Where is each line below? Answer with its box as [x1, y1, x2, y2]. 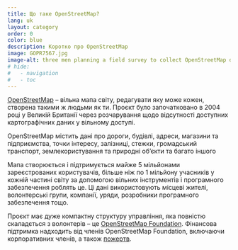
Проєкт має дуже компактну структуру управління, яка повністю [7, 212, 206, 220]
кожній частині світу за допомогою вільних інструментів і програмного [7, 176, 225, 184]
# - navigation [7, 69, 59, 76]
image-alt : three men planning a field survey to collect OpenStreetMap [7, 57, 227, 64]
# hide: [7, 63, 30, 70]
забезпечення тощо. [7, 198, 69, 207]
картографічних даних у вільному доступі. [7, 118, 136, 127]
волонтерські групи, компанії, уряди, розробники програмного [7, 191, 200, 199]
